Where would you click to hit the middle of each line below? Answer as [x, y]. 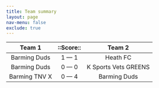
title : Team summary [32, 11]
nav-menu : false [26, 22]
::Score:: [69, 48]
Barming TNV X [30, 77]
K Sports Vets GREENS [118, 67]
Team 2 [118, 48]
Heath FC [119, 57]
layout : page [22, 17]
